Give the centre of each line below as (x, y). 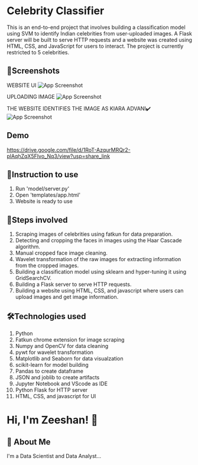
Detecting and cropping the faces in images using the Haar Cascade (98, 240)
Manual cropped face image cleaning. (61, 253)
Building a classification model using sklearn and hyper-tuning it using (101, 272)
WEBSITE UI (22, 85)
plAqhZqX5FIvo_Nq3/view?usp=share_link (59, 156)
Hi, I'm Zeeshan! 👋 (52, 420)
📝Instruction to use (43, 175)
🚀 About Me (29, 442)
